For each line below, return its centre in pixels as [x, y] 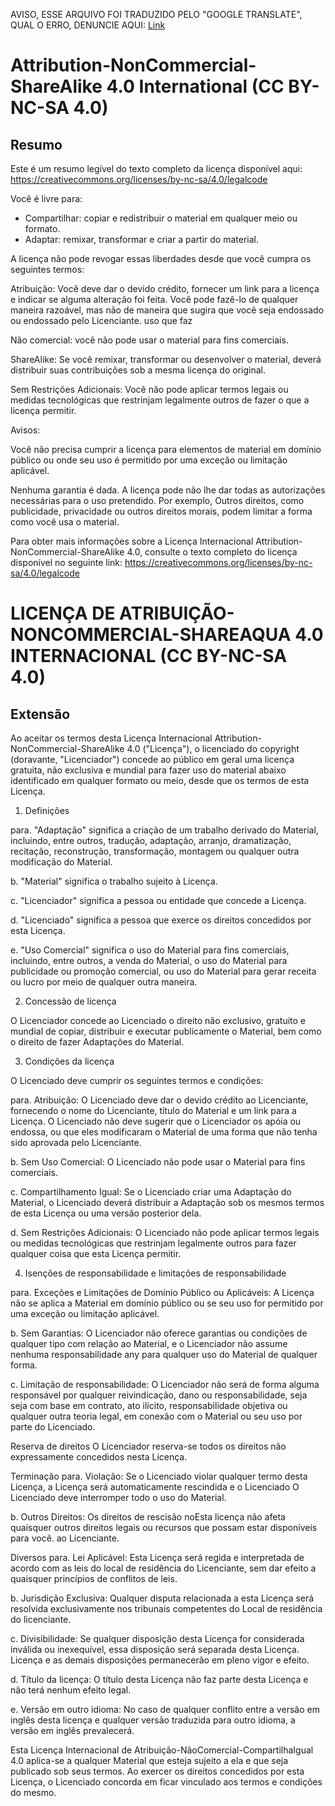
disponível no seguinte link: [66, 562]
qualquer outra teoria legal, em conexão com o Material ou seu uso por [156, 1416]
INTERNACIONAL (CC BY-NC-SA [149, 656]
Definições [47, 810]
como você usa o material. [65, 522]
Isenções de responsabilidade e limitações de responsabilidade [155, 1273]
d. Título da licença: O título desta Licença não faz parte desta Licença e [159, 1679]
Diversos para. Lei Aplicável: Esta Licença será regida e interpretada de [157, 1557]
